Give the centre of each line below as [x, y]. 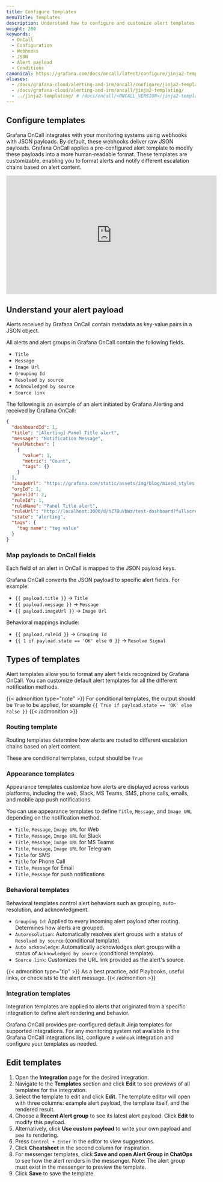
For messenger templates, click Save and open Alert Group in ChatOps [104, 1154]
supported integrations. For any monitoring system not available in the [93, 1031]
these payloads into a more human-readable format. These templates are [97, 154]
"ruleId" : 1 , [28, 500]
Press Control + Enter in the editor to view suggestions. [85, 1141]
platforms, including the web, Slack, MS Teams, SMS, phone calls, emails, [98, 793]
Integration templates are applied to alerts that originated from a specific [96, 1006]
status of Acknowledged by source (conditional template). [85, 953]
